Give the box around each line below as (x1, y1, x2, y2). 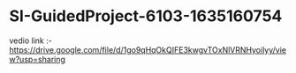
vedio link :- (9, 35, 53, 46)
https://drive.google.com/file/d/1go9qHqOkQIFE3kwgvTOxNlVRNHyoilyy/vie (9, 44, 287, 55)
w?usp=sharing (9, 54, 66, 64)
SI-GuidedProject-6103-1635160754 (9, 6, 283, 26)
